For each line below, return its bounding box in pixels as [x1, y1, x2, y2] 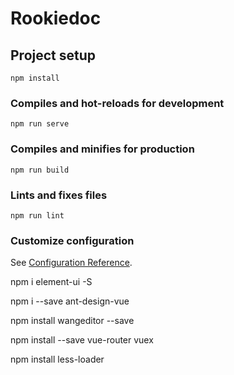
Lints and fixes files [10, 188, 108, 202]
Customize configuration [10, 233, 135, 247]
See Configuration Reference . [10, 257, 133, 269]
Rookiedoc [10, 7, 102, 30]
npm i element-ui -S [10, 276, 93, 288]
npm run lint [10, 210, 65, 221]
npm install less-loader [10, 353, 105, 366]
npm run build [10, 165, 70, 175]
